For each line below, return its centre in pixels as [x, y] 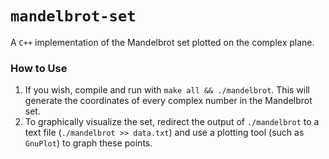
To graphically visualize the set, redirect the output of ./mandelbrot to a [172, 122]
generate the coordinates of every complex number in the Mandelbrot [168, 101]
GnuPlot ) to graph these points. [88, 143]
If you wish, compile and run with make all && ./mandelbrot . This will [167, 90]
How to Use [39, 68]
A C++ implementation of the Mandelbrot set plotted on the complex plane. [162, 42]
